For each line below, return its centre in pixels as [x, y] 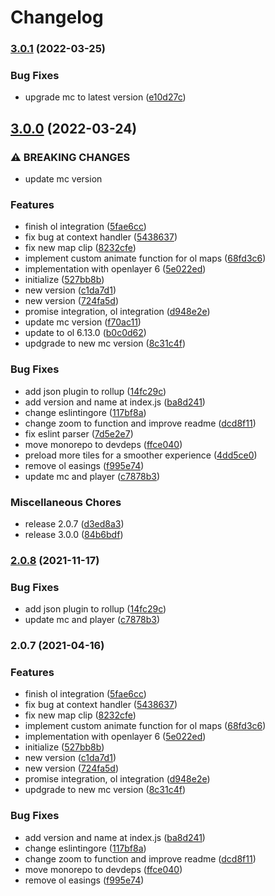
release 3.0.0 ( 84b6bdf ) [74, 534]
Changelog [57, 17]
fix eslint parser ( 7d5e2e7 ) [79, 433]
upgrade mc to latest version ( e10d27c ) [105, 97]
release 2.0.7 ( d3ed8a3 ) [74, 523]
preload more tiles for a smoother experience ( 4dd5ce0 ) [141, 455]
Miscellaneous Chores [66, 502]
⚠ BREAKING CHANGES [70, 157]
